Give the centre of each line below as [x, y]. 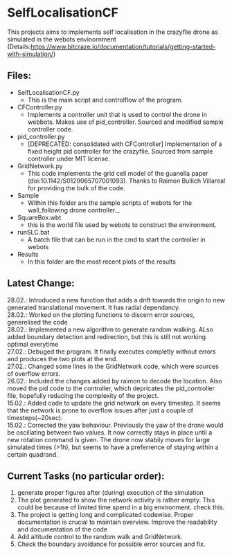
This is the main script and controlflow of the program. [105, 100]
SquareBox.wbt [39, 217]
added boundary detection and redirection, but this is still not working [107, 336]
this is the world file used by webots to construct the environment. [122, 225]
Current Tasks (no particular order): [86, 476]
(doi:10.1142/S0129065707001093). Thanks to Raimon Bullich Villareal [126, 181]
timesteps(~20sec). [35, 417]
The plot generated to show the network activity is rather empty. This [116, 500]
